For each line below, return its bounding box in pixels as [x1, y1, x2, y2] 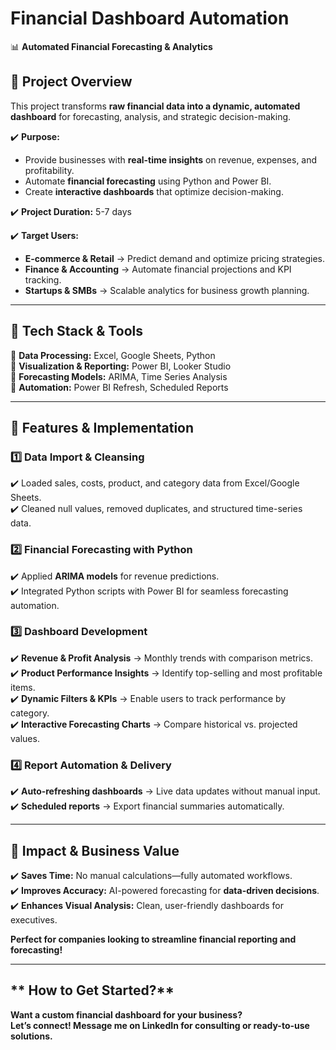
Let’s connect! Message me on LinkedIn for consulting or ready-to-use [10, 1019, 310, 1031]
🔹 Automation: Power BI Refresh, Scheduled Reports [10, 381, 229, 393]
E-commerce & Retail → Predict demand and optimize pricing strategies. [24, 252, 326, 264]
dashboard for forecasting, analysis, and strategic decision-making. [10, 110, 292, 122]
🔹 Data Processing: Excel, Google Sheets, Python [10, 349, 216, 361]
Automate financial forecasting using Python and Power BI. [24, 175, 272, 187]
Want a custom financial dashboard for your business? [10, 1008, 243, 1021]
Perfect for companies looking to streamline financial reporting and [10, 933, 297, 945]
